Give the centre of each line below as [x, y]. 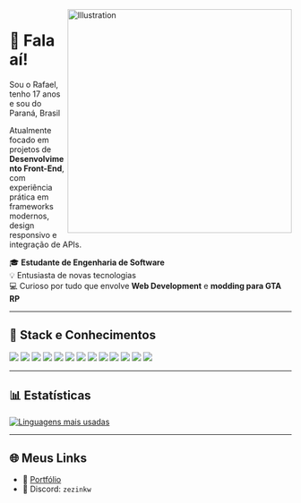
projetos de [30, 149]
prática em [29, 197]
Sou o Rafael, [34, 84]
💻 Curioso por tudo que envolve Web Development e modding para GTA [146, 286]
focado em [29, 140]
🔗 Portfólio [42, 480]
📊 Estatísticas [50, 396]
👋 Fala [32, 41]
